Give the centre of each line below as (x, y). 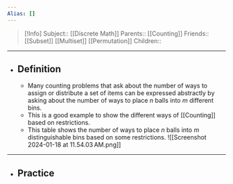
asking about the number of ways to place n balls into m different (120, 101)
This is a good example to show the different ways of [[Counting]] (122, 115)
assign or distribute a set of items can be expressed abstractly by (121, 93)
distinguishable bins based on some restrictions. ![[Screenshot (117, 137)
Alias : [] (21, 14)
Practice (36, 173)
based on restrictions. (59, 123)
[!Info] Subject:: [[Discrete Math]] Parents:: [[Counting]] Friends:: (116, 33)
